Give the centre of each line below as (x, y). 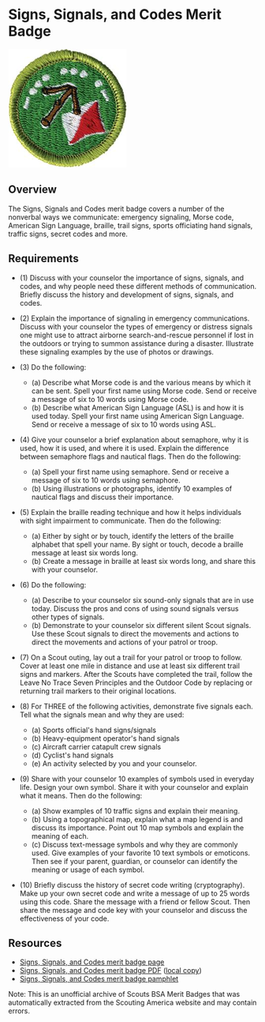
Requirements (43, 259)
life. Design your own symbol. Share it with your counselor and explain (134, 787)
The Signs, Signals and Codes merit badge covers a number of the (116, 209)
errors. (19, 1011)
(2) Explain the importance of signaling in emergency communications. (134, 318)
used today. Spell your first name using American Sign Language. (138, 415)
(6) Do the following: (53, 584)
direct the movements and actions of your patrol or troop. (125, 642)
